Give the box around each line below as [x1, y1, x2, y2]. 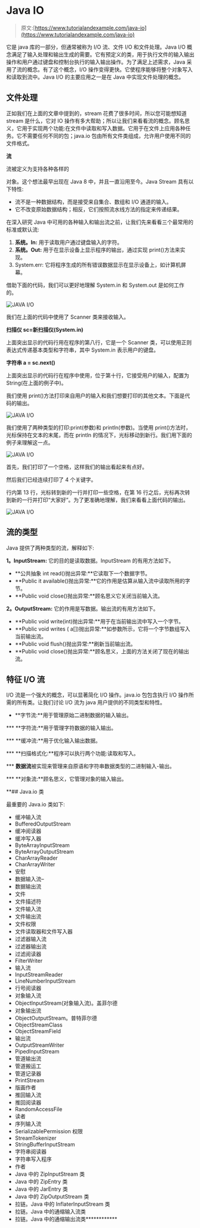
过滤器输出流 [14, 943, 47, 950]
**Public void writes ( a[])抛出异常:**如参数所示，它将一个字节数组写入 [14, 625, 190, 632]
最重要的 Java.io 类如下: [6, 801, 66, 808]
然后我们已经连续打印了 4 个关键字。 [6, 476, 97, 483]
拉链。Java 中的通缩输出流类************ [14, 1215, 118, 1223]
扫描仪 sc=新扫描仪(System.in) [6, 326, 84, 333]
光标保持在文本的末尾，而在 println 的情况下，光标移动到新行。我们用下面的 [6, 431, 192, 439]
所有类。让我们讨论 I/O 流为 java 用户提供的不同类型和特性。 [16, 699, 165, 706]
